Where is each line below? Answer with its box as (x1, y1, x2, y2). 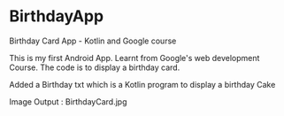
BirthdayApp (9, 6, 104, 27)
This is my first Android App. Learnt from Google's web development (9, 52, 260, 63)
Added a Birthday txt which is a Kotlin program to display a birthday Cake (9, 79, 276, 89)
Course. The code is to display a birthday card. (9, 62, 180, 73)
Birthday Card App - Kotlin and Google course (9, 35, 177, 46)
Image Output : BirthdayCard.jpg (9, 96, 127, 107)
